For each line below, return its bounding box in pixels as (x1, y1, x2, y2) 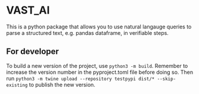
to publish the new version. (29, 81, 95, 88)
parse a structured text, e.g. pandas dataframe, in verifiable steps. (6, 29, 169, 36)
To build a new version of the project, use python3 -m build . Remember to (6, 62, 188, 69)
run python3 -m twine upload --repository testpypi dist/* (6, 74, 155, 82)
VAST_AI (6, 4, 50, 17)
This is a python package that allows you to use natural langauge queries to (6, 23, 192, 30)
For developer (6, 47, 60, 57)
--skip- (157, 76, 176, 82)
